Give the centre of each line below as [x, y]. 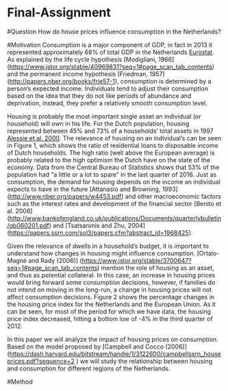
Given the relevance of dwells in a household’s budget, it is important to [108, 246]
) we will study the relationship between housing [144, 361]
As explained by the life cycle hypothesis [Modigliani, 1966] [91, 59]
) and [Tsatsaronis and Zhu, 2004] [97, 225]
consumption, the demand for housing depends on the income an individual [114, 181]
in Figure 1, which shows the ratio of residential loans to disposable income [113, 145]
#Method [20, 381]
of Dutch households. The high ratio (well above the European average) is [111, 153]
